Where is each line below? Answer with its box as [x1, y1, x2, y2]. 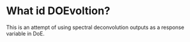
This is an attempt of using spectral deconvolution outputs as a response [6, 24, 185, 31]
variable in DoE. [6, 30, 45, 37]
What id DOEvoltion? [6, 4, 110, 18]
